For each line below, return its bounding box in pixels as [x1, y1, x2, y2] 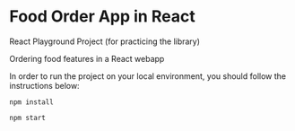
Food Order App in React [9, 6, 195, 27]
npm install [9, 97, 54, 107]
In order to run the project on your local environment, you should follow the [9, 70, 287, 82]
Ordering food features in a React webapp [9, 53, 165, 64]
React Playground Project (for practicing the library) [9, 36, 200, 47]
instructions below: [9, 80, 80, 91]
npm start [9, 113, 47, 122]
